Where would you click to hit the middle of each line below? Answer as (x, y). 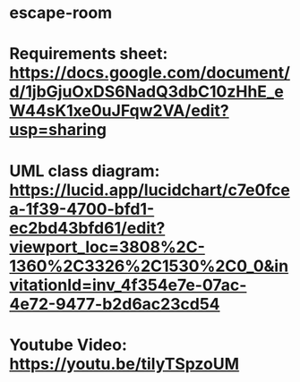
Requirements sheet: (89, 54)
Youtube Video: (68, 345)
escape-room (61, 13)
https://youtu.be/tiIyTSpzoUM (124, 364)
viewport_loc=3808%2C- (107, 246)
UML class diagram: (85, 170)
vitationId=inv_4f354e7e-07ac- (128, 285)
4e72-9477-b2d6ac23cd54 (115, 304)
